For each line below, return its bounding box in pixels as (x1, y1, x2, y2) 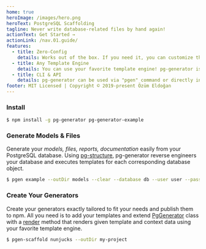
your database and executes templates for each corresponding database (6, 158, 191, 166)
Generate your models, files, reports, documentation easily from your (6, 145, 181, 153)
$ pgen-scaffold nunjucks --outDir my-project (6, 236, 128, 242)
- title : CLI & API (12, 72, 62, 78)
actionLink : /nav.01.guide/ (6, 37, 78, 43)
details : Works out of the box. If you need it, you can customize (17, 54, 193, 61)
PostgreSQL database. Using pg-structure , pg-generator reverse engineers (6, 152, 197, 159)
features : (6, 43, 32, 50)
